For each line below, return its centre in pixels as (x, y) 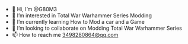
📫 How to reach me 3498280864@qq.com (65, 35)
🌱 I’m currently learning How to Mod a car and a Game (78, 22)
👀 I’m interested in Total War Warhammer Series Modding (82, 15)
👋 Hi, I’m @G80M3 (34, 9)
